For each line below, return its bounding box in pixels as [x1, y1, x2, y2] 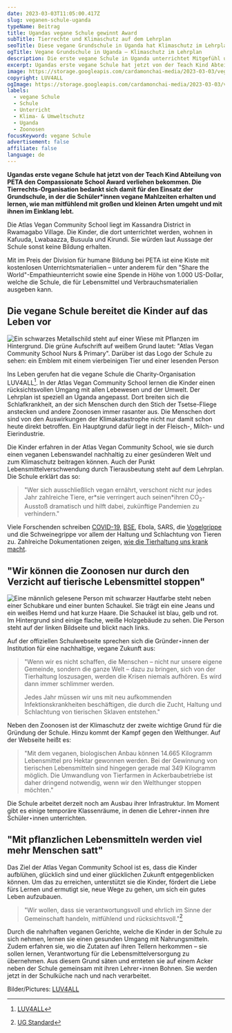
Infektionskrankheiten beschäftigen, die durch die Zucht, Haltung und [23, 700, 222, 708]
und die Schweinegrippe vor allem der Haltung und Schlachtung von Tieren [7, 530, 222, 539]
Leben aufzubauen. [7, 892, 63, 900]
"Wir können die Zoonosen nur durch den [7, 565, 190, 577]
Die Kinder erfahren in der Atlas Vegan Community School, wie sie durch [7, 443, 214, 451]
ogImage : [7, 81, 32, 88]
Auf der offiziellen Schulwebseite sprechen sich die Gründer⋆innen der [7, 636, 209, 645]
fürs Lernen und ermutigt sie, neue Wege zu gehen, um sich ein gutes [7, 885, 206, 893]
